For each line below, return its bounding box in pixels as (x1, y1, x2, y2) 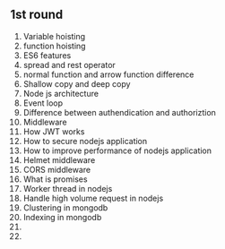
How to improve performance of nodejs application (22, 145, 212, 156)
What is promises (22, 174, 88, 185)
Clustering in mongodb (22, 202, 108, 213)
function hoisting (22, 40, 86, 51)
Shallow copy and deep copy (22, 78, 131, 89)
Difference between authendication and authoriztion (22, 107, 216, 117)
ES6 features (22, 49, 72, 61)
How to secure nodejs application (22, 135, 148, 146)
